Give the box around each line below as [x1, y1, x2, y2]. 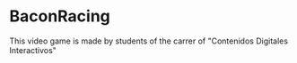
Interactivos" [9, 44, 57, 55]
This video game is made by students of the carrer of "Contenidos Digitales [9, 35, 289, 46]
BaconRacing [9, 6, 110, 27]
